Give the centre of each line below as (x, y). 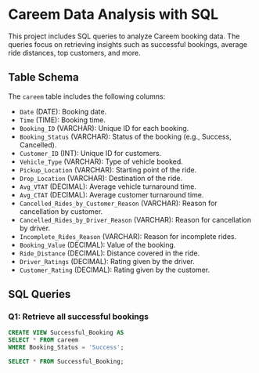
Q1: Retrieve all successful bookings (79, 317)
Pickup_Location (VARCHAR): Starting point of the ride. (108, 169)
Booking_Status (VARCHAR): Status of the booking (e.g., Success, (126, 136)
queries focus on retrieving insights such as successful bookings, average (128, 44)
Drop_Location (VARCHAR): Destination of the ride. (101, 178)
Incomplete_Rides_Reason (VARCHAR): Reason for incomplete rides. (128, 236)
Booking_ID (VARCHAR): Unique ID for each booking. (104, 128)
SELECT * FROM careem (43, 340)
